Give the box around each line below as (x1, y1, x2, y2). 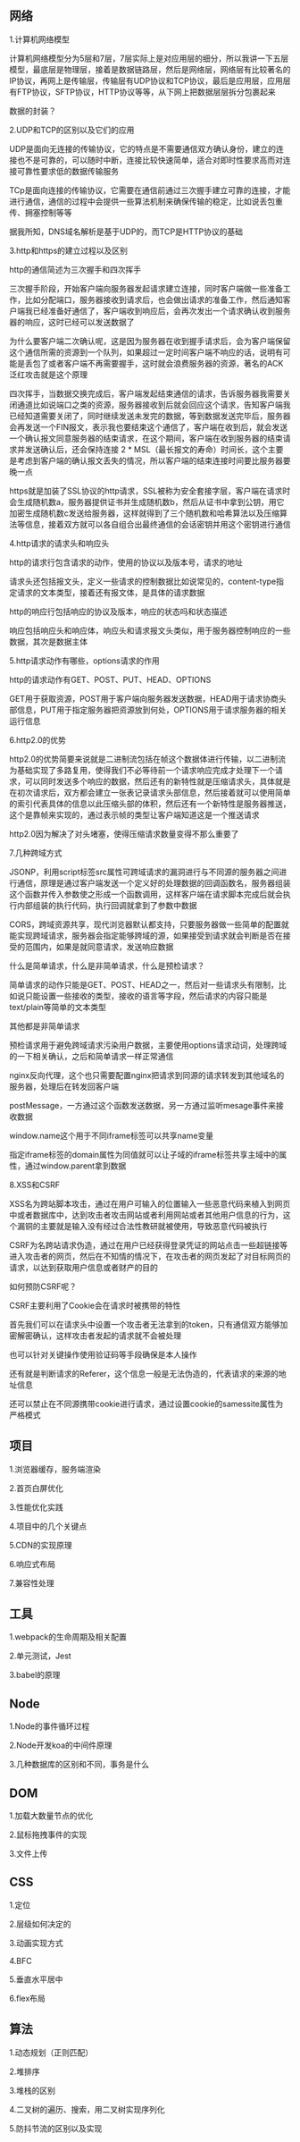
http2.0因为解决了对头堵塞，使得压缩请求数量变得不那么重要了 (9, 828, 239, 839)
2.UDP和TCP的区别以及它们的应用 (9, 124, 135, 135)
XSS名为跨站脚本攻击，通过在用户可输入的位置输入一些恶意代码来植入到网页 (9, 1198, 291, 1209)
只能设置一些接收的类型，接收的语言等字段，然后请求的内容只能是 (24, 991, 268, 1001)
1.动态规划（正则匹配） (9, 2046, 94, 2058)
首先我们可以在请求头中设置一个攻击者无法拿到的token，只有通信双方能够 (9, 1319, 280, 1329)
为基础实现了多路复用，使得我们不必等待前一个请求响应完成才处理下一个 (9, 764, 275, 775)
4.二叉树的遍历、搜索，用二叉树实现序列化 (9, 2104, 165, 2114)
